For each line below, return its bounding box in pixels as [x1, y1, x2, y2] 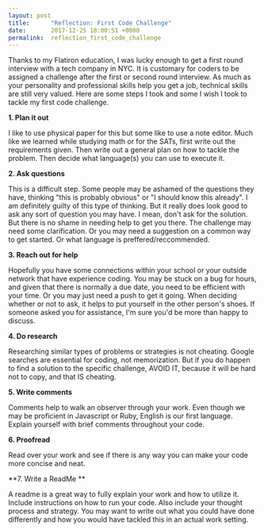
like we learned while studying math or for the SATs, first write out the [8, 136, 236, 147]
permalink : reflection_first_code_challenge [8, 33, 161, 42]
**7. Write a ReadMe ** [8, 474, 86, 484]
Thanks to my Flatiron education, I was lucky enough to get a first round [8, 55, 243, 65]
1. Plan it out [8, 113, 49, 123]
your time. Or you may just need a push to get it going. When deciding [8, 291, 238, 300]
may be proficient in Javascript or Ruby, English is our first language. [8, 411, 233, 421]
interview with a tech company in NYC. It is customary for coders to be [8, 64, 239, 74]
